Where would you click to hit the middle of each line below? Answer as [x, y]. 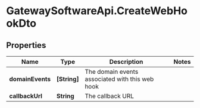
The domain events [112, 72]
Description [126, 62]
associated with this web [119, 79]
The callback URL [109, 96]
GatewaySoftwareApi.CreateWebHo [97, 11]
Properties [26, 45]
